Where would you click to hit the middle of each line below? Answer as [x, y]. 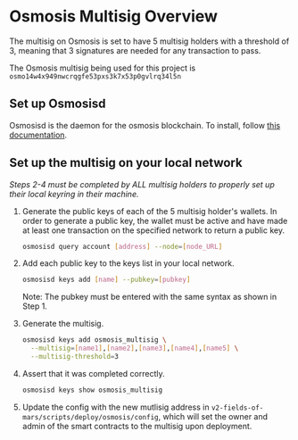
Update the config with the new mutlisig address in [116, 407]
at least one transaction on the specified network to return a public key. [153, 230]
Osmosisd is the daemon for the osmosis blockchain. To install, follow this [145, 125]
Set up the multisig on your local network [126, 163]
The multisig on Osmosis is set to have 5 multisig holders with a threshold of [149, 41]
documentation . [38, 135]
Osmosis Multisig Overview [114, 17]
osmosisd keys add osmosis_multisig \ [94, 340]
